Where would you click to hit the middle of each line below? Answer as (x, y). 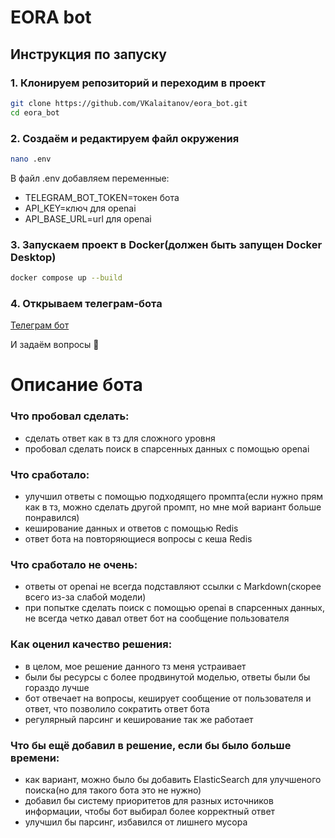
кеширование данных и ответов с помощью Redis (131, 528)
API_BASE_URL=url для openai (88, 218)
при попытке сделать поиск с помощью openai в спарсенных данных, (175, 608)
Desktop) (33, 257)
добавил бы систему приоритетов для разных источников (149, 800)
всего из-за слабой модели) (85, 597)
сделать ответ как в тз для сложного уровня (120, 438)
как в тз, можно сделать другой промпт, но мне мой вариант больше (173, 507)
